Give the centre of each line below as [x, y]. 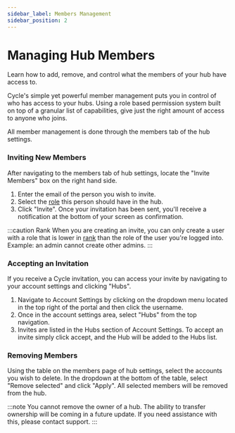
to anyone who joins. [38, 118]
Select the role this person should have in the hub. [90, 201]
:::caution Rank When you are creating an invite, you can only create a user [116, 230]
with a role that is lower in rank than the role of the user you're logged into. [115, 237]
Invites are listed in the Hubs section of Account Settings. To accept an [120, 330]
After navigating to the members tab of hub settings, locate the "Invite [108, 172]
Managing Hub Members [81, 55]
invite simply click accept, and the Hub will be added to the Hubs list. [118, 337]
